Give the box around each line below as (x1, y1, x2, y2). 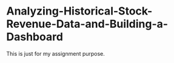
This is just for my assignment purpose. (6, 50, 105, 57)
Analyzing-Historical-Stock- (6, 4, 153, 18)
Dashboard (6, 30, 64, 44)
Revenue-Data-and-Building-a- (6, 17, 169, 31)
